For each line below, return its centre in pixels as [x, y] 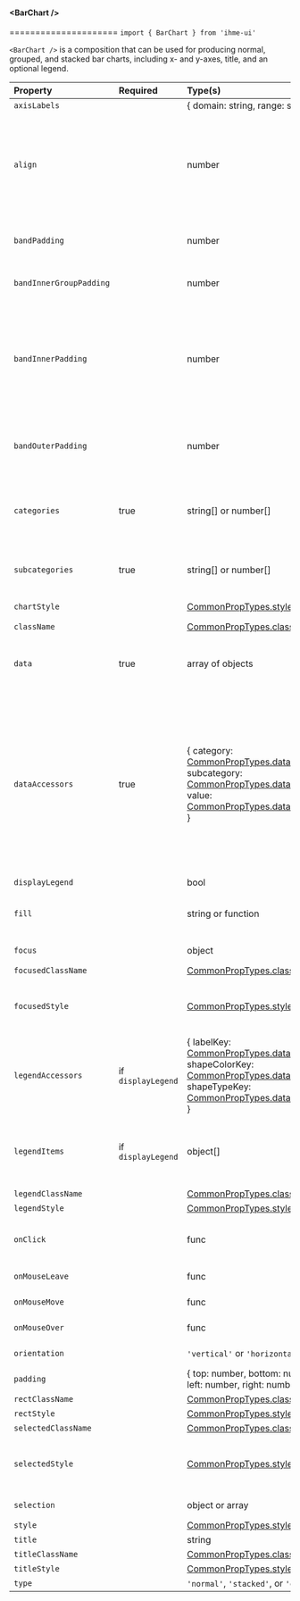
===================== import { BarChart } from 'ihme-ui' [133, 32]
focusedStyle [42, 1006]
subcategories [44, 570]
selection [34, 1505]
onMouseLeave [42, 1276]
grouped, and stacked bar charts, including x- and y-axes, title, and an [139, 59]
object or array [218, 1505]
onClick [30, 1240]
